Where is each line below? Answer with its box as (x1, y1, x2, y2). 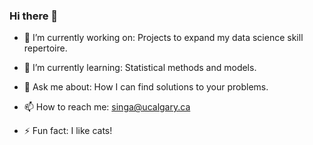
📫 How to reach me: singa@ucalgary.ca (23, 101, 191, 113)
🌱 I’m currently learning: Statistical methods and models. (23, 62, 257, 74)
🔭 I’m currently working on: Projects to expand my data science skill (23, 32, 304, 44)
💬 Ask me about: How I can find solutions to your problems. (23, 81, 269, 93)
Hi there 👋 (9, 9, 59, 23)
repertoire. (23, 42, 68, 54)
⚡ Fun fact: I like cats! (23, 125, 113, 137)
